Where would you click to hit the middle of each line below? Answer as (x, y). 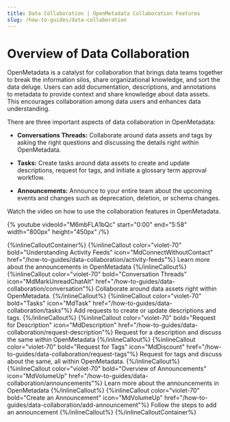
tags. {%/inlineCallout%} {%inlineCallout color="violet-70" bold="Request (112, 318)
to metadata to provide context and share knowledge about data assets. (108, 94)
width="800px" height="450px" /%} (58, 232)
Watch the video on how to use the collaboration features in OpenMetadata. (114, 211)
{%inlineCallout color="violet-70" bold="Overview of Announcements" (107, 369)
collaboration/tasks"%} (40, 311)
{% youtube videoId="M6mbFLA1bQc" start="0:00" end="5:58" (97, 225)
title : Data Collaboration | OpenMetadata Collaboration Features (104, 13)
